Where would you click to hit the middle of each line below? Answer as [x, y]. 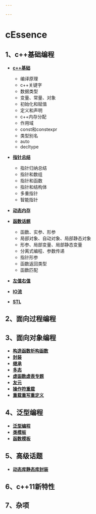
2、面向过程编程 [31, 319]
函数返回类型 [33, 264]
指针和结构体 [33, 187]
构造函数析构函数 [30, 351]
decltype [29, 146]
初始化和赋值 [33, 104]
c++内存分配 [33, 117]
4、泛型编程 [24, 413]
